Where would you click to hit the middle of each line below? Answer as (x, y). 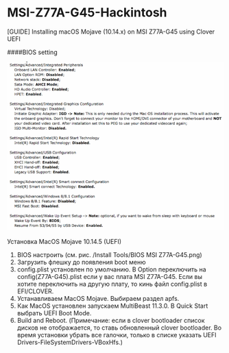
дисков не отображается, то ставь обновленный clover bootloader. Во (119, 328)
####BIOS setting (32, 52)
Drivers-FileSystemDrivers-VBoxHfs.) (70, 342)
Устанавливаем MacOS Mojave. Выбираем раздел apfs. (98, 298)
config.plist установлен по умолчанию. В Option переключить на (112, 269)
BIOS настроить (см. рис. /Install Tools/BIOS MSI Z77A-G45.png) (109, 254)
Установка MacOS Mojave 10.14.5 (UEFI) (64, 241)
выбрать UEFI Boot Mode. (54, 313)
